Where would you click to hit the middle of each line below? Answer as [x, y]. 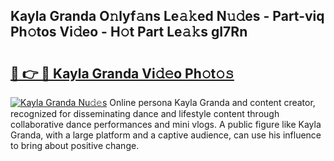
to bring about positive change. [75, 145]
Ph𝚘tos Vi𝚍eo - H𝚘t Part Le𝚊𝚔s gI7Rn [129, 32]
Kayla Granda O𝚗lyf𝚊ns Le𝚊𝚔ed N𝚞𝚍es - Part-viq [167, 16]
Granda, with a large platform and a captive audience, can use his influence [166, 135]
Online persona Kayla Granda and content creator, [212, 102]
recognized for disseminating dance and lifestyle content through [145, 113]
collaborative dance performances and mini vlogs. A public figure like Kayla [166, 124]
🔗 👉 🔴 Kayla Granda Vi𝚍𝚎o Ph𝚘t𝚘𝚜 [122, 73]
